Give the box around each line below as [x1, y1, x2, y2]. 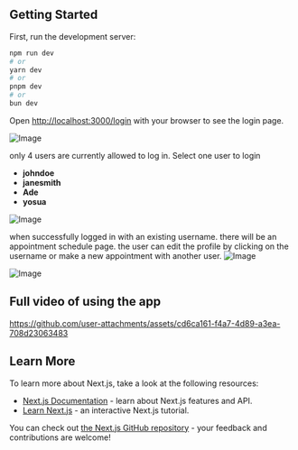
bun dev [9, 99, 39, 108]
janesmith [22, 177, 61, 188]
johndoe [22, 167, 55, 179]
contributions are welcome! [9, 432, 111, 443]
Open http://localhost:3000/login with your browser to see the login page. [9, 115, 284, 125]
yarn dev [9, 65, 42, 75]
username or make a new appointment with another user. [9, 250, 222, 261]
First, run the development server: [9, 31, 136, 41]
